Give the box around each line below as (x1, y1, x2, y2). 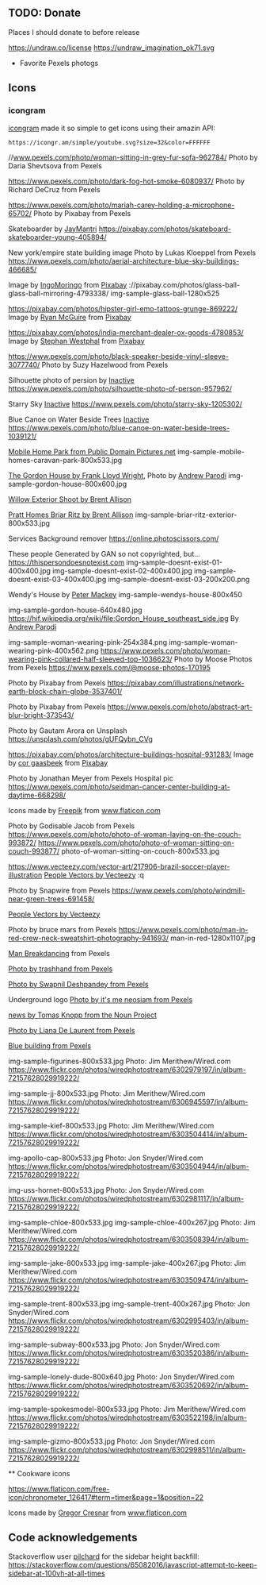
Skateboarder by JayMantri (8, 224, 97, 233)
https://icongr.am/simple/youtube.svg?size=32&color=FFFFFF (8, 138, 211, 146)
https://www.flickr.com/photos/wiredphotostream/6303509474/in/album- (8, 1275, 249, 1285)
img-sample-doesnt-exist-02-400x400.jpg (52, 565, 192, 575)
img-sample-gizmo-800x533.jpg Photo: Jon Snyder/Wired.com (8, 1437, 215, 1446)
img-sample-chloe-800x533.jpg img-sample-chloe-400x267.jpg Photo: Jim (8, 1217, 256, 1227)
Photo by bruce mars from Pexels (8, 924, 117, 934)
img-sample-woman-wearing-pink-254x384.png (8, 637, 168, 646)
